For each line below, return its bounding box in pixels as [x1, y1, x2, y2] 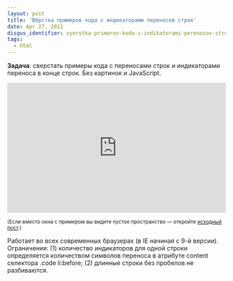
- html [13, 42, 33, 49]
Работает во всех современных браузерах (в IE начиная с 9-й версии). [7, 237, 218, 245]
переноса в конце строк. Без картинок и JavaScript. [7, 69, 162, 77]
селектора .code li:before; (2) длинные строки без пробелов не [7, 259, 194, 267]
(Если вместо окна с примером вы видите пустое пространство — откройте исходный [7, 219, 222, 225]
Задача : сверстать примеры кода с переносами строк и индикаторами [7, 62, 221, 69]
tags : [7, 36, 23, 43]
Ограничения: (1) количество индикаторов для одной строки [7, 244, 188, 252]
